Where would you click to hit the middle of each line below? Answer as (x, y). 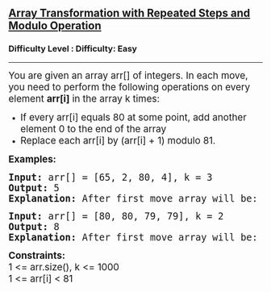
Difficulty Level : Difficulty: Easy (73, 49)
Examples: (32, 159)
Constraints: (37, 255)
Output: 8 (34, 227)
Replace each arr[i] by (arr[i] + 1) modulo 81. (118, 140)
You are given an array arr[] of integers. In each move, (128, 75)
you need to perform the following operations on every (129, 87)
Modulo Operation (55, 26)
